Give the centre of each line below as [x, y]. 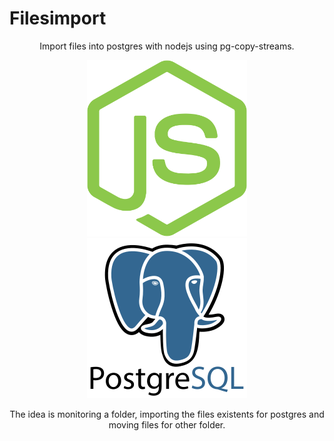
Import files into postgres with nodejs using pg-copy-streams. [167, 46]
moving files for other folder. [167, 425]
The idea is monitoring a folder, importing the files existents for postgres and [167, 414]
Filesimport [58, 18]
